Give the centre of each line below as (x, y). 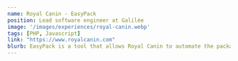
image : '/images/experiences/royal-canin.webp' (79, 27)
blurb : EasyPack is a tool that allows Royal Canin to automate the (110, 46)
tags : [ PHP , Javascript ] (44, 33)
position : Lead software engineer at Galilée (75, 20)
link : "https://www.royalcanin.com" (61, 40)
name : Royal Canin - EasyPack (52, 14)
